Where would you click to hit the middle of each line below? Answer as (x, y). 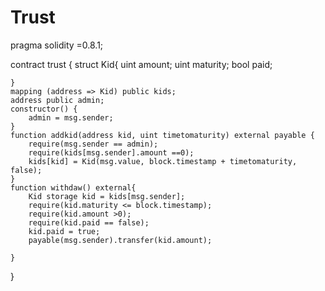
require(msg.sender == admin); (93, 144)
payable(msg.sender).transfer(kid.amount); (120, 240)
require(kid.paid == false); (89, 222)
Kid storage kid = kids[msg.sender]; (107, 196)
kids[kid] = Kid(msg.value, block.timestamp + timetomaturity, (163, 161)
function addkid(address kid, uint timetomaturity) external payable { (162, 135)
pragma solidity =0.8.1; (57, 45)
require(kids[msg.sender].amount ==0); (111, 152)
